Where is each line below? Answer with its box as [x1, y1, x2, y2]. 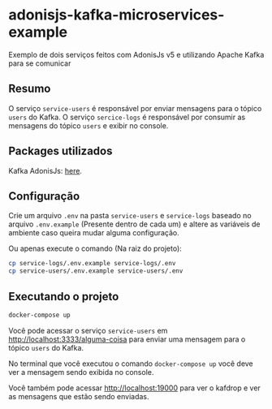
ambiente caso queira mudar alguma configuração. [8, 228, 180, 238]
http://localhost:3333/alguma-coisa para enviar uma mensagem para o [8, 334, 246, 344]
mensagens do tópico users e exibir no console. [8, 120, 169, 131]
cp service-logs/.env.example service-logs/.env [8, 260, 176, 268]
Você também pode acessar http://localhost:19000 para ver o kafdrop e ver [8, 383, 261, 393]
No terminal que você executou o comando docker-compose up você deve [8, 359, 253, 368]
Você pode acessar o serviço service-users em [8, 325, 168, 335]
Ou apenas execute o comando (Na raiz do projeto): [8, 243, 183, 253]
